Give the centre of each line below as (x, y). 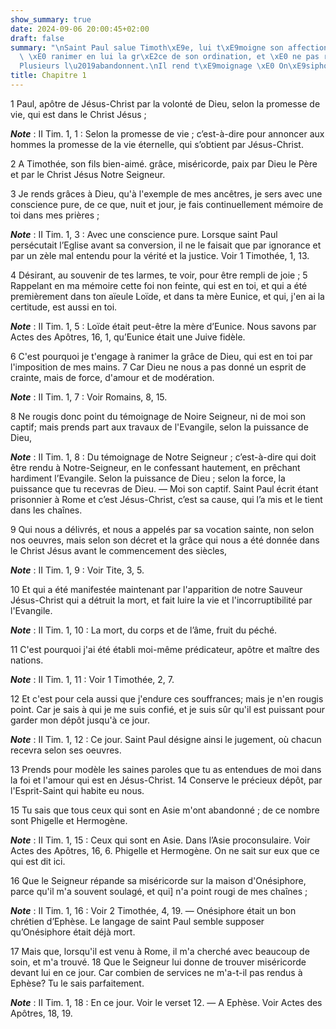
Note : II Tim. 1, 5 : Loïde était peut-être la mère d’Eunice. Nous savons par (163, 326)
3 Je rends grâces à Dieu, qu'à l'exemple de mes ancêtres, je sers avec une (166, 193)
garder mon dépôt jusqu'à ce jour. (80, 720)
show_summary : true (51, 19)
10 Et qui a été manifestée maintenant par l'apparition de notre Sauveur (156, 589)
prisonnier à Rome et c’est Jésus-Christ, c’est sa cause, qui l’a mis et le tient (166, 499)
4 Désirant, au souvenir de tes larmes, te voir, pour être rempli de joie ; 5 (159, 275)
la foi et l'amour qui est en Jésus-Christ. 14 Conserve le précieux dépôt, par (166, 780)
